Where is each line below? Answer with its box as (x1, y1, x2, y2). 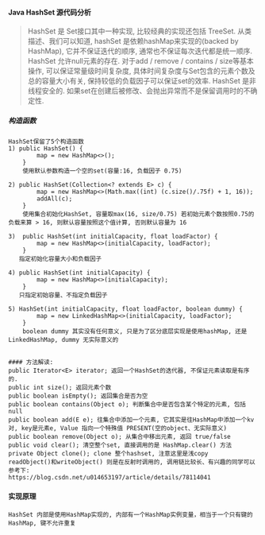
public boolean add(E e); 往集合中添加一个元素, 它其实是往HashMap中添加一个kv (8, 416, 255, 425)
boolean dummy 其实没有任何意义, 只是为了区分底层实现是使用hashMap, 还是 (22, 328, 248, 335)
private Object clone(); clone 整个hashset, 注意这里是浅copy (8, 450, 209, 458)
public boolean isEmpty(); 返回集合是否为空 (8, 392, 148, 401)
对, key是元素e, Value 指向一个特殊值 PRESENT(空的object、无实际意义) (8, 425, 228, 432)
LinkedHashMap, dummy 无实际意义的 (8, 336, 119, 344)
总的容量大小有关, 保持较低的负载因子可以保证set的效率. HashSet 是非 (27, 76, 256, 86)
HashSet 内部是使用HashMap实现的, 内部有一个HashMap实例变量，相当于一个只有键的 (8, 511, 253, 519)
